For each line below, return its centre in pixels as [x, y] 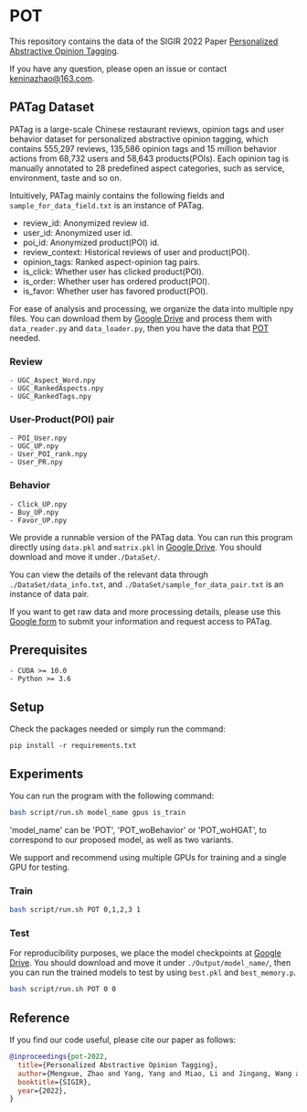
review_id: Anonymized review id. [85, 223]
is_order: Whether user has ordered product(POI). [116, 281]
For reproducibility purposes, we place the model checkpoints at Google [145, 953]
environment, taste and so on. [65, 177]
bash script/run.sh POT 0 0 [63, 989]
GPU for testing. [40, 867]
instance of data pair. [49, 593]
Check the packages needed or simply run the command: [118, 729]
